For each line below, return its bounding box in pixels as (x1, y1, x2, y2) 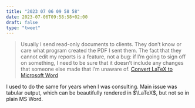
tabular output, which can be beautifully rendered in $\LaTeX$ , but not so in (6, 89, 190, 96)
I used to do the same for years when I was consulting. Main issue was (6, 83, 177, 90)
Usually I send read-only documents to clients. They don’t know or (20, 41, 182, 48)
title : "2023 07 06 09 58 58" (6, 8, 80, 15)
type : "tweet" (6, 25, 41, 31)
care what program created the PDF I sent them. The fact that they (20, 47, 182, 54)
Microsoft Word (20, 72, 59, 79)
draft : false (6, 19, 38, 25)
